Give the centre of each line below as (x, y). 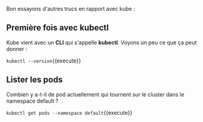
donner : (17, 49)
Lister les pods (34, 80)
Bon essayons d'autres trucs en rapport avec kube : (71, 9)
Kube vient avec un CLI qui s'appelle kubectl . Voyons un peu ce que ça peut (101, 42)
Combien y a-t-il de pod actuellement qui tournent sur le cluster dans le (95, 94)
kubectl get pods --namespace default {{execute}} (69, 112)
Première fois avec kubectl (57, 28)
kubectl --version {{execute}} (44, 61)
